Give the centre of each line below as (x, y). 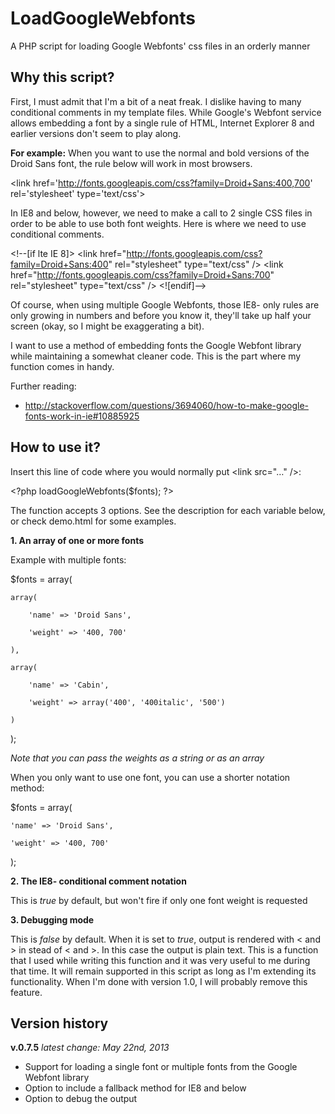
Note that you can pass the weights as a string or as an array (137, 758)
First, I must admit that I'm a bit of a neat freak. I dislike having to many (156, 101)
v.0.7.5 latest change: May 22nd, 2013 (90, 1048)
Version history (59, 1023)
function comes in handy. (62, 366)
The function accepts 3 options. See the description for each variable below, (168, 510)
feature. (26, 992)
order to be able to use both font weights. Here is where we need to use (158, 223)
